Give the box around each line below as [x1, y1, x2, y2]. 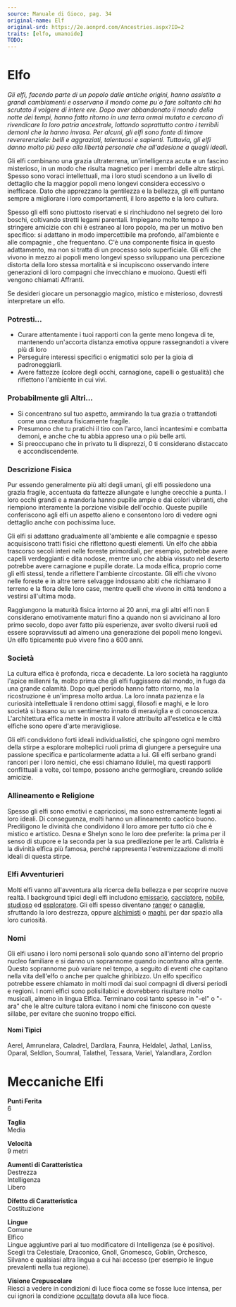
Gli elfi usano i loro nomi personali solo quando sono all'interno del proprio [7, 949, 223, 958]
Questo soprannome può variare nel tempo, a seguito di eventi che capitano [7, 964, 228, 973]
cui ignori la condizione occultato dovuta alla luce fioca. [7, 1291, 169, 1301]
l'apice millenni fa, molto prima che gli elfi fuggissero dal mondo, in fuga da [7, 676, 225, 686]
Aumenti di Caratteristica [7, 1161, 83, 1169]
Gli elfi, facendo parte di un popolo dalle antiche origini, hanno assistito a [7, 90, 221, 99]
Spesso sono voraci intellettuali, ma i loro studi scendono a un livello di [7, 172, 213, 180]
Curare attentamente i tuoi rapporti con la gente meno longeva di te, [17, 330, 215, 339]
